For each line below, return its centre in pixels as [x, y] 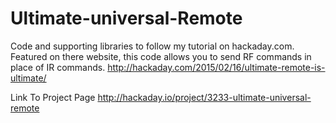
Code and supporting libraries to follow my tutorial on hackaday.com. [152, 46]
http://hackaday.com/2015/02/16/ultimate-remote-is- [216, 67]
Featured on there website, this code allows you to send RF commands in [161, 56]
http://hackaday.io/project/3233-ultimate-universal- [204, 97]
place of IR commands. [58, 67]
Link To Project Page [53, 97]
